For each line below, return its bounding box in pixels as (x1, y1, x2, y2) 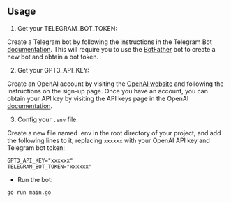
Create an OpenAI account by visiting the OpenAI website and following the (7, 80, 225, 88)
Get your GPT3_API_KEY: (17, 66, 89, 74)
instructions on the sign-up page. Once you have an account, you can (7, 87, 208, 95)
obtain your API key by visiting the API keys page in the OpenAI (7, 94, 189, 103)
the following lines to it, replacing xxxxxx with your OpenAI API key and (7, 136, 211, 144)
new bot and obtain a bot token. (7, 52, 99, 61)
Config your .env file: (17, 115, 79, 123)
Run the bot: (17, 175, 53, 183)
